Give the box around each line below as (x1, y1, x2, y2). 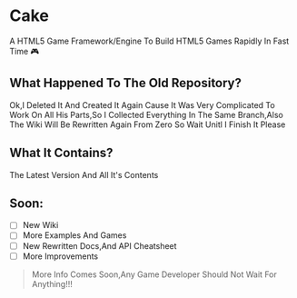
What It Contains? (9, 145, 114, 161)
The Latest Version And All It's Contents (9, 169, 159, 180)
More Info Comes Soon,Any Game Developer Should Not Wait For (31, 269, 277, 280)
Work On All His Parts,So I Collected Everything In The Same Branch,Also (9, 109, 283, 120)
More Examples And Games (22, 230, 127, 241)
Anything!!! (31, 278, 73, 289)
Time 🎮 (9, 45, 40, 56)
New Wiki (22, 220, 59, 231)
